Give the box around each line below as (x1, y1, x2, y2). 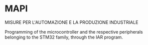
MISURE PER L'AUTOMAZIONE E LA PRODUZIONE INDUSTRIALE (5, 19, 138, 25)
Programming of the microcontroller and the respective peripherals (5, 29, 143, 35)
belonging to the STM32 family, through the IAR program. (5, 34, 123, 40)
